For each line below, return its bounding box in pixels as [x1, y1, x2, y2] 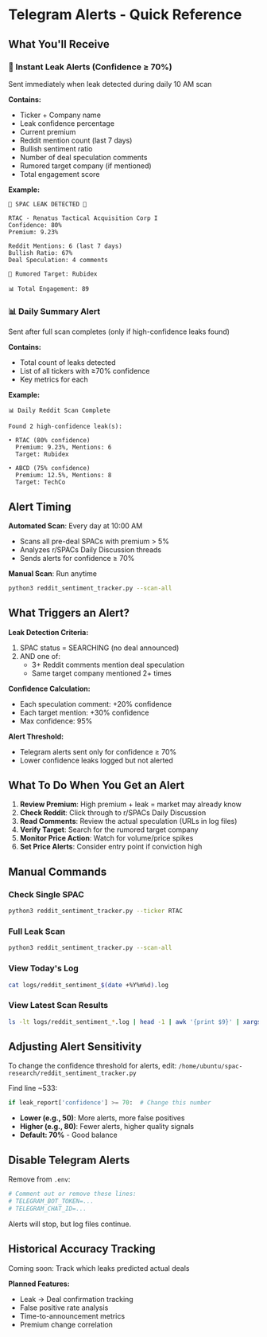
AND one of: [19, 651, 61, 661]
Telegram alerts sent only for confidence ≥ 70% [19, 747, 177, 756]
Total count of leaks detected [19, 358, 117, 367]
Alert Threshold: [8, 731, 64, 741]
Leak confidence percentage [19, 118, 115, 128]
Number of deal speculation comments [19, 152, 148, 162]
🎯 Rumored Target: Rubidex [8, 269, 98, 278]
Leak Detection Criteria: [8, 627, 89, 637]
